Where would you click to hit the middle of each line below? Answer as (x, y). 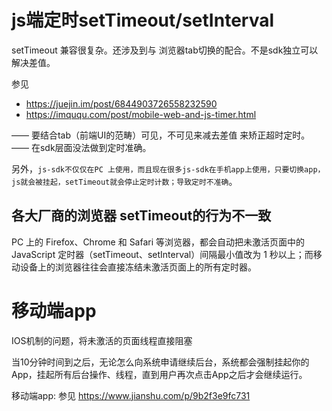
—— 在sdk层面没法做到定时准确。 (81, 147)
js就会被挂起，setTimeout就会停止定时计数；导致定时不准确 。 (124, 181)
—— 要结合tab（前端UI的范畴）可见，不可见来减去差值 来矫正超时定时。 (161, 135)
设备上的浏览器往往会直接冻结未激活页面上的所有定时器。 (138, 267)
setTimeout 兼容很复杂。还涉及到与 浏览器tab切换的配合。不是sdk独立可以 (165, 50)
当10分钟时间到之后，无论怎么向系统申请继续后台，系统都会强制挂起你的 (160, 362)
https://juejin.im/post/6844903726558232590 (121, 103)
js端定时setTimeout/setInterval (143, 20)
